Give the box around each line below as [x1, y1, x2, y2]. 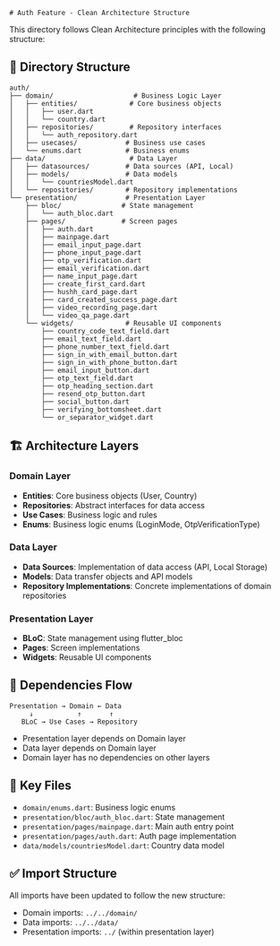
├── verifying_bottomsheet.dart [41, 404, 163, 414]
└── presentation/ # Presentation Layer [9, 193, 206, 202]
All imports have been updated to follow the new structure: [9, 890, 225, 900]
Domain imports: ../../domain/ [21, 907, 139, 918]
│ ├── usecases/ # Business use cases [9, 138, 206, 147]
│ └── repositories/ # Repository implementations [9, 185, 239, 195]
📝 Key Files [9, 778, 72, 794]
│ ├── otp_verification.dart [25, 256, 142, 265]
